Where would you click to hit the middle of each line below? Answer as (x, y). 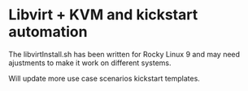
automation (48, 32)
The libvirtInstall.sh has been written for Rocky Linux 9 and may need (124, 54)
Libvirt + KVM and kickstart (103, 15)
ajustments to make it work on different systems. (90, 63)
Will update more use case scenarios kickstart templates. (104, 78)
